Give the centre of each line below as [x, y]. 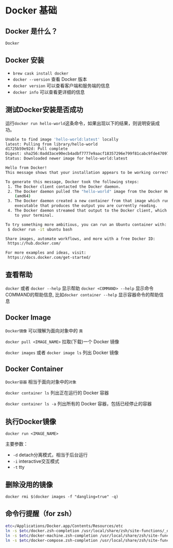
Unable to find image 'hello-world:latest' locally [62, 139]
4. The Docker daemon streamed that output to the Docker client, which [87, 210]
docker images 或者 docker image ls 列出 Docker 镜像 [62, 352]
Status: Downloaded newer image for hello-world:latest [66, 158]
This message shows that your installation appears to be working [78, 172]
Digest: [14, 154]
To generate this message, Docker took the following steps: [72, 182]
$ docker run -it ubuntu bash [40, 229]
